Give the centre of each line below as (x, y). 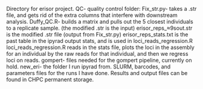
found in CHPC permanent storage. (50, 79)
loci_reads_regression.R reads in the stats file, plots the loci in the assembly (100, 47)
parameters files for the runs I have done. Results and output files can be (97, 73)
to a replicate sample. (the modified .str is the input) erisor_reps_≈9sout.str (99, 28)
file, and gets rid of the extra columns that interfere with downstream (92, 15)
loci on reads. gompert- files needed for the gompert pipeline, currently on (99, 60)
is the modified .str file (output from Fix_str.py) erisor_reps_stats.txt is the (97, 35)
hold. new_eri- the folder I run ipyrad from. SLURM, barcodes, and (89, 67)
